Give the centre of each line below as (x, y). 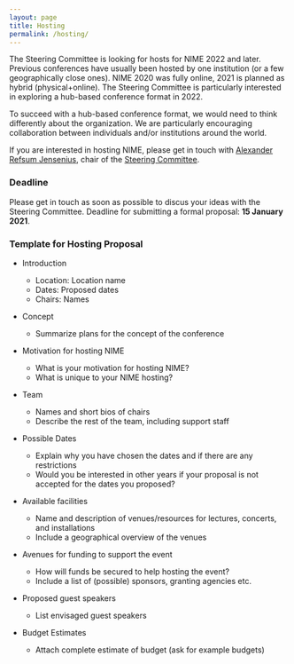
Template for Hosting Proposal (76, 243)
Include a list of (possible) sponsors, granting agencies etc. (143, 581)
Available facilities (55, 501)
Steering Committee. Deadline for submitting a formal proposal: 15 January (146, 211)
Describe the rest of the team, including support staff (132, 421)
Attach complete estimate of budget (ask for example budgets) (150, 650)
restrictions (56, 465)
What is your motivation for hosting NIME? (112, 368)
